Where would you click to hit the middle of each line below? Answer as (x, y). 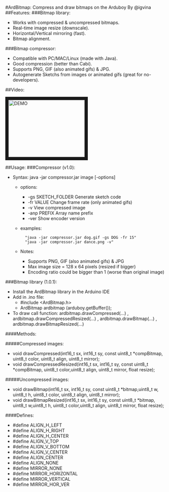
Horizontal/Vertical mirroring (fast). (49, 33)
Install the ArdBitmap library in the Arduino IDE (61, 292)
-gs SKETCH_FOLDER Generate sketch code (74, 197)
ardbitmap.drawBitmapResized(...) (48, 324)
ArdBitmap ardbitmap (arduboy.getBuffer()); (66, 308)
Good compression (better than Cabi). (52, 64)
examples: (31, 228)
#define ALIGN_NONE (36, 463)
